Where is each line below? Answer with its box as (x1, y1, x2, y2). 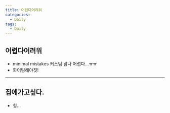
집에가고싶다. (5, 88, 45, 97)
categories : (5, 12, 30, 17)
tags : (5, 21, 17, 27)
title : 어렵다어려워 (5, 7, 42, 13)
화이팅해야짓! (12, 67, 39, 73)
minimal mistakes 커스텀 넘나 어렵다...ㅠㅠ (12, 60, 97, 66)
